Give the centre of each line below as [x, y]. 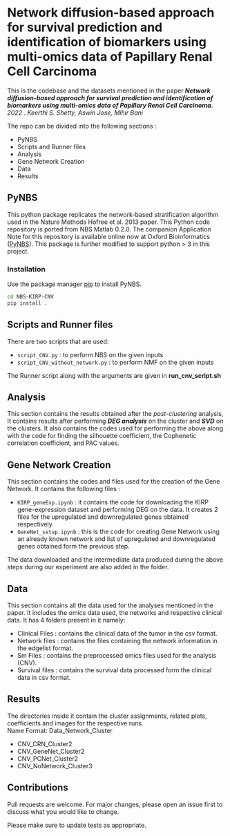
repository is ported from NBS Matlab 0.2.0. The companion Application [109, 229]
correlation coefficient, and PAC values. [63, 443]
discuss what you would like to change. [63, 811]
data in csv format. [44, 678]
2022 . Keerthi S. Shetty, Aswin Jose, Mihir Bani [75, 113]
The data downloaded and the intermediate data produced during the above [115, 560]
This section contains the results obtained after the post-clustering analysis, [115, 414]
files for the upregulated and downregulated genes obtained [103, 517]
